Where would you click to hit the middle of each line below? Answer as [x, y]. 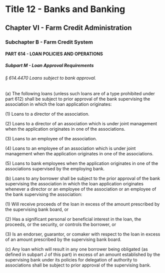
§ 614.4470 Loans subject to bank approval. [51, 78]
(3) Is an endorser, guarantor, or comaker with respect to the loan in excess [83, 234]
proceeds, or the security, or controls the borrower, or [61, 224]
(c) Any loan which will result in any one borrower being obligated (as [77, 249]
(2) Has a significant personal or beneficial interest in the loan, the [73, 219]
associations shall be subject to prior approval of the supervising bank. [78, 265]
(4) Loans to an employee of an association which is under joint [70, 148]
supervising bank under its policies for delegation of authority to [71, 259]
